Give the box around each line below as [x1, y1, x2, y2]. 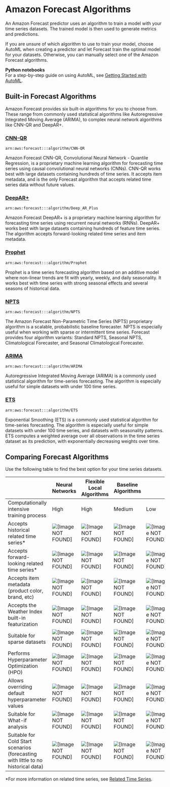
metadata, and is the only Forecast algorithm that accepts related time [5, 176, 151, 183]
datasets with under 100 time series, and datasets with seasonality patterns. [5, 427, 164, 433]
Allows [8, 677, 24, 684]
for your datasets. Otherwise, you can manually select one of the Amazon [5, 52, 159, 58]
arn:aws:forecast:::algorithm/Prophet [5, 260, 87, 265]
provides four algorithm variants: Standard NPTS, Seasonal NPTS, [5, 334, 143, 340]
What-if [8, 717, 27, 724]
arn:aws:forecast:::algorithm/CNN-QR [5, 146, 85, 151]
